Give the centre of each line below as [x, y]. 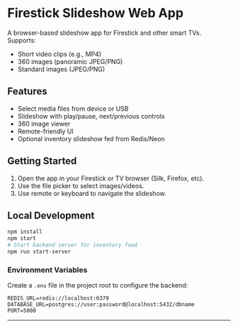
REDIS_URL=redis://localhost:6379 [58, 299]
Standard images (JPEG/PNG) [61, 69]
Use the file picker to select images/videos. [81, 185]
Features [27, 91]
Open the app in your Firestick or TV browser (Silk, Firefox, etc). [110, 178]
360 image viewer [44, 124]
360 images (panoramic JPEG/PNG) [70, 61]
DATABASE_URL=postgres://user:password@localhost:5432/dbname [101, 305]
